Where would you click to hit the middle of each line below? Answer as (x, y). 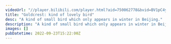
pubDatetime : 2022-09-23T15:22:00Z (43, 33)
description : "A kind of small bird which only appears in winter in (81, 24)
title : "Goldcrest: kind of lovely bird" (50, 15)
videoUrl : (16, 10)
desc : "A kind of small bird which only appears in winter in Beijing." (84, 19)
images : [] (17, 29)
